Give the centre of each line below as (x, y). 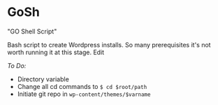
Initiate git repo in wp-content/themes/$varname (84, 94)
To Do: (17, 65)
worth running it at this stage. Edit (56, 52)
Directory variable (43, 79)
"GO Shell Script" (32, 31)
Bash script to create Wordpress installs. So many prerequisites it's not (109, 45)
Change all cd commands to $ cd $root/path (82, 86)
